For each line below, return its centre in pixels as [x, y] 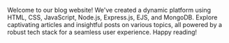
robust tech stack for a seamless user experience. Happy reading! [102, 32]
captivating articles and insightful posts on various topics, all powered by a [114, 25]
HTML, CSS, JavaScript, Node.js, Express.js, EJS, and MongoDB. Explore [112, 17]
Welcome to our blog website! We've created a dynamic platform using [109, 10]
